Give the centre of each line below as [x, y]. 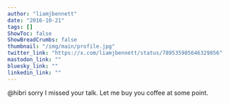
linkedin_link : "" [34, 72]
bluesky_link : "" [33, 66]
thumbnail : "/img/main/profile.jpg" [61, 46]
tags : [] [20, 27]
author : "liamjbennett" [42, 14]
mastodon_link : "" [34, 60]
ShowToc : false [30, 33]
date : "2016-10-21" [36, 20]
